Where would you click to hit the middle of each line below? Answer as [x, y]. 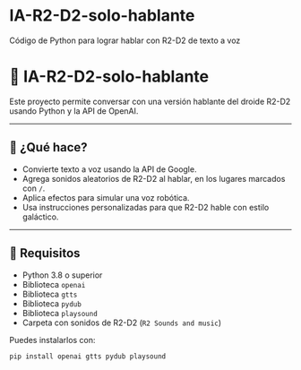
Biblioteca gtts [50, 294]
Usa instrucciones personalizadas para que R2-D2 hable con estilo [146, 207]
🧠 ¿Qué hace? [48, 147]
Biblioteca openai [54, 284]
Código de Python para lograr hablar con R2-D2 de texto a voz [125, 40]
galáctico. [40, 217]
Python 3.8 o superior [62, 275]
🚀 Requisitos [45, 253]
